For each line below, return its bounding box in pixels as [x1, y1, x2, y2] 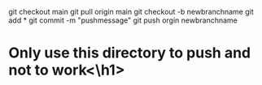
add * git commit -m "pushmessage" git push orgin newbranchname [8, 15, 238, 25]
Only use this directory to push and [8, 44, 251, 62]
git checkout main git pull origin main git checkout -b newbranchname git [8, 7, 254, 16]
